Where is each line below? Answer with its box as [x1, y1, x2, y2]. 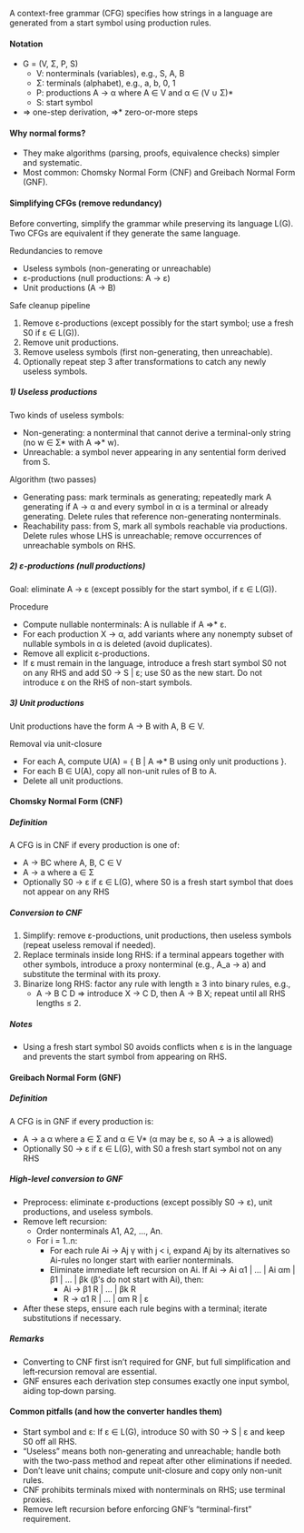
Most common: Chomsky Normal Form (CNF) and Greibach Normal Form [22, 167, 296, 178]
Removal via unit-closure [9, 738, 103, 749]
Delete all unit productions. [22, 775, 124, 786]
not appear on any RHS [22, 886, 111, 897]
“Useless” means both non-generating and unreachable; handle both [22, 1446, 281, 1457]
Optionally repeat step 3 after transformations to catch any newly [22, 356, 267, 367]
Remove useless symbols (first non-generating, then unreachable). [22, 346, 273, 358]
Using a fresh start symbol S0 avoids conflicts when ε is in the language [22, 1042, 293, 1053]
